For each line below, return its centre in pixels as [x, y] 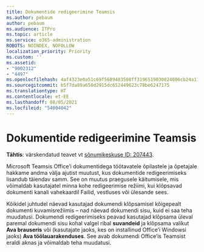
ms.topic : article [29, 35]
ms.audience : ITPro [31, 29]
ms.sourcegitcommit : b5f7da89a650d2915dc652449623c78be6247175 [88, 86]
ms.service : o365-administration [49, 40]
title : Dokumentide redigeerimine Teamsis [61, 12]
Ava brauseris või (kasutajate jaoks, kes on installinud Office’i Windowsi [96, 230]
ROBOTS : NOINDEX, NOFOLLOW [40, 46]
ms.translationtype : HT [36, 91]
